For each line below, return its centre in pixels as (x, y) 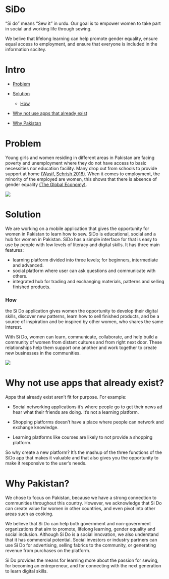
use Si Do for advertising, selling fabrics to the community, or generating (81, 545)
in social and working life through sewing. (48, 28)
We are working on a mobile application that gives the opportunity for (77, 228)
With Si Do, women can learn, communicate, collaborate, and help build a (81, 337)
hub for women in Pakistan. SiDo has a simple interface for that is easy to (81, 239)
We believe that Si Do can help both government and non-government (78, 523)
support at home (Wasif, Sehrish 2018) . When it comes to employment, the (83, 174)
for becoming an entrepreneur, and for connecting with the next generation (83, 565)
